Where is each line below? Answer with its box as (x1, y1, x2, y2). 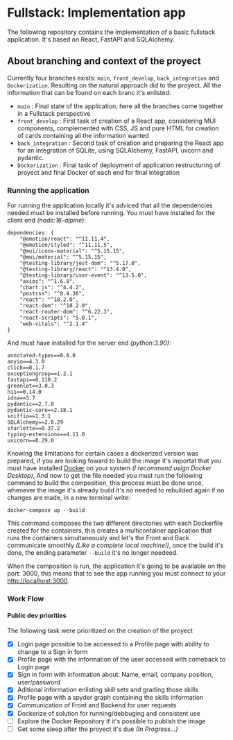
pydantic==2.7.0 (7, 401, 54, 408)
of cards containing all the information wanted (17, 131, 149, 139)
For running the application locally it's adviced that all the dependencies (7, 201, 213, 209)
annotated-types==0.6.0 (7, 352, 76, 359)
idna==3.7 (7, 395, 36, 402)
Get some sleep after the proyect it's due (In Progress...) (17, 725, 178, 733)
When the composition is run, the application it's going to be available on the (7, 562, 226, 570)
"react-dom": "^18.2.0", (19, 302, 92, 309)
